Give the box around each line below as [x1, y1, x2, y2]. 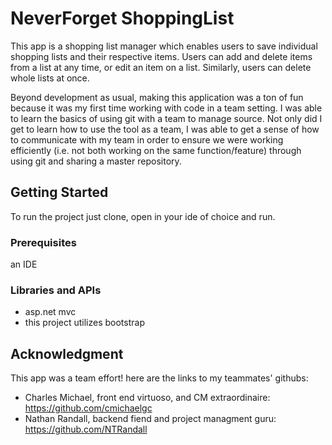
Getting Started [10, 184, 109, 201]
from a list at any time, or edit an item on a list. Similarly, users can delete [10, 61, 312, 73]
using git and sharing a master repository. [10, 155, 182, 167]
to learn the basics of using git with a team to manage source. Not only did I [10, 112, 323, 124]
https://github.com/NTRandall [24, 423, 148, 436]
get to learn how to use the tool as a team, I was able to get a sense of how [10, 123, 320, 135]
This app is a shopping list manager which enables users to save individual [10, 40, 318, 52]
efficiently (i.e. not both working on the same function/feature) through [10, 144, 302, 156]
